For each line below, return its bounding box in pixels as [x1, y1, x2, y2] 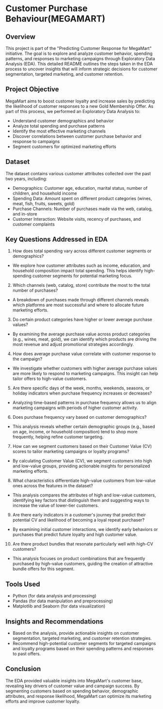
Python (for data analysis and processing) [12, 593, 97, 599]
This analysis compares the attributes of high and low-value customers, [12, 492, 156, 498]
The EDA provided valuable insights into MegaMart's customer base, [5, 677, 143, 683]
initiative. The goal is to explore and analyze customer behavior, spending [5, 50, 153, 56]
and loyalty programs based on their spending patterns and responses [12, 646, 154, 652]
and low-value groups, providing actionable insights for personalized [12, 463, 150, 469]
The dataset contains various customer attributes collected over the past [5, 170, 151, 176]
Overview [5, 33, 36, 41]
